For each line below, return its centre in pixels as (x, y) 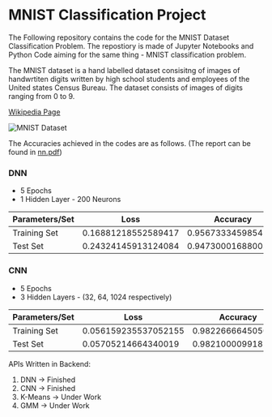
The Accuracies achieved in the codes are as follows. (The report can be (130, 143)
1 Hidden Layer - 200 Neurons (70, 200)
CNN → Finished (48, 388)
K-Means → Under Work (61, 397)
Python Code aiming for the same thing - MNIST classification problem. (127, 54)
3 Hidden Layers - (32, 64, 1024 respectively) (96, 297)
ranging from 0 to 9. (42, 96)
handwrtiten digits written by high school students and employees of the (129, 79)
